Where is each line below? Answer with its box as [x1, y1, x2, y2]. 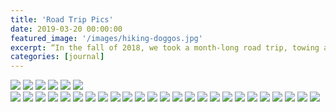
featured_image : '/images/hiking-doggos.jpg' [10, 33, 203, 43]
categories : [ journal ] [10, 52, 105, 62]
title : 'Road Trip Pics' [10, 14, 114, 25]
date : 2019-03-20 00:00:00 [10, 24, 123, 34]
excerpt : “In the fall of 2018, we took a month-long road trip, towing [10, 42, 320, 53]
